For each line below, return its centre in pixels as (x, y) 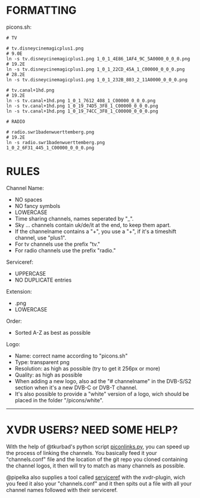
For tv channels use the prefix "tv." (57, 244)
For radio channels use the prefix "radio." (65, 250)
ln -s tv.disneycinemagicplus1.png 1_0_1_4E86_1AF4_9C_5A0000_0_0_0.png (98, 59)
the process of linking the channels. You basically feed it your (82, 453)
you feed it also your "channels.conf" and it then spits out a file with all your (99, 483)
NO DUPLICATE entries (43, 280)
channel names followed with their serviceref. (62, 490)
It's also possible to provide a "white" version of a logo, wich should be (102, 394)
